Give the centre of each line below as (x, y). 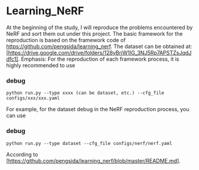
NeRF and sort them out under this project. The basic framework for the (95, 33)
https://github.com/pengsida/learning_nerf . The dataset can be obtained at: (99, 46)
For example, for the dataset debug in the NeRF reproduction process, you (98, 109)
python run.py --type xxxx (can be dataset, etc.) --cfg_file (85, 93)
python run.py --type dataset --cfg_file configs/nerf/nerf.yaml (89, 143)
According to (22, 154)
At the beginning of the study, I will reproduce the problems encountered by (99, 27)
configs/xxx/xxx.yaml (33, 98)
